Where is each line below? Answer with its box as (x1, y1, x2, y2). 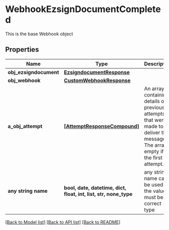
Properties (5, 45, 39, 54)
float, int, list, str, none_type (63, 190, 133, 197)
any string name (8, 187, 48, 194)
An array (144, 85, 164, 92)
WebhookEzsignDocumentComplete (5, 4, 161, 15)
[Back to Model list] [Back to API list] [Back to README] (5, 219, 121, 225)
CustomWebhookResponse (63, 77, 131, 84)
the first (144, 154, 162, 161)
